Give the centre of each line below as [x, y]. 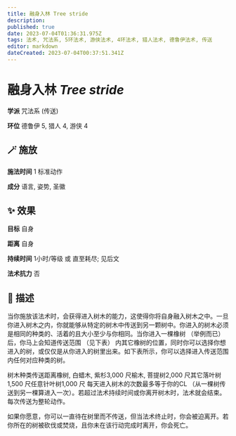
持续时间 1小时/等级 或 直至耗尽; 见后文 [63, 259]
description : [26, 20]
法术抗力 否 [24, 274]
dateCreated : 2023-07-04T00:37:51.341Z [66, 53]
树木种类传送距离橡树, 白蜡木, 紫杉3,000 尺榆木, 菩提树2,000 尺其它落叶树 [114, 375]
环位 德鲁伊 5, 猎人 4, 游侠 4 [48, 126]
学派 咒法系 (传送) [33, 110]
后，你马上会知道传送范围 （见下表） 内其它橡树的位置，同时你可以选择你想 [117, 342]
